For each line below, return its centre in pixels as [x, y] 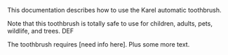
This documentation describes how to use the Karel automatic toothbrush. [115, 10]
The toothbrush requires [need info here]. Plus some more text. [99, 44]
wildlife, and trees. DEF [41, 31]
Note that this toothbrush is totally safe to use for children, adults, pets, [110, 23]
